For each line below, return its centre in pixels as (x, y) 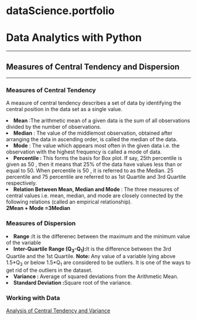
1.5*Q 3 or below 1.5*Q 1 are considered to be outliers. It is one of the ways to (98, 263)
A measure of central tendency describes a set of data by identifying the (94, 103)
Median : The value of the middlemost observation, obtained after (93, 133)
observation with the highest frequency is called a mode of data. (84, 152)
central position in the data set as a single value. (64, 109)
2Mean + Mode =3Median (38, 208)
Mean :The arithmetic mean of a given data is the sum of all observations (102, 121)
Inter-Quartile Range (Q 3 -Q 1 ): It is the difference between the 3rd (93, 249)
